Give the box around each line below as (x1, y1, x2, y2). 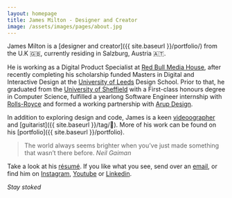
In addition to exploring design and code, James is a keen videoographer (7, 114, 216, 122)
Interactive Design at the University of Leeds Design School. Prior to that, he (7, 78, 225, 87)
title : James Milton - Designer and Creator (7, 17, 138, 24)
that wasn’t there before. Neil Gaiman (24, 149, 132, 157)
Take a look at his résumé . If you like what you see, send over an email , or (7, 162, 218, 170)
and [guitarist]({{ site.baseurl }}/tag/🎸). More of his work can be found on (7, 120, 217, 129)
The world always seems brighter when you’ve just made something (24, 141, 220, 150)
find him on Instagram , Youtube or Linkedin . (7, 170, 132, 178)
